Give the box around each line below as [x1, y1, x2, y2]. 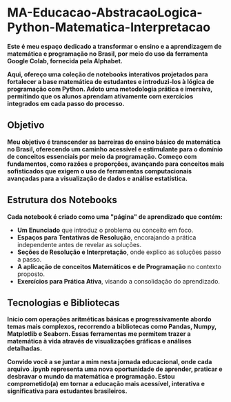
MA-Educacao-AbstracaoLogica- [7, 5, 203, 21]
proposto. [17, 270, 46, 278]
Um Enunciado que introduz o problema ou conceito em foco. [17, 226, 194, 234]
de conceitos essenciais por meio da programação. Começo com [7, 152, 197, 160]
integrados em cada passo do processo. [7, 99, 125, 107]
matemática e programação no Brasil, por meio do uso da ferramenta [7, 50, 208, 58]
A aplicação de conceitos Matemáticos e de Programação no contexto [17, 262, 222, 271]
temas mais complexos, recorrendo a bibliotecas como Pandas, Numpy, [7, 322, 217, 331]
